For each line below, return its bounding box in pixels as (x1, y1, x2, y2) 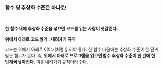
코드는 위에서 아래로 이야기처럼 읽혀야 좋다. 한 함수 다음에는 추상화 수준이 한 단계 (5, 46, 159, 52)
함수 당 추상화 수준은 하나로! (5, 4, 67, 11)
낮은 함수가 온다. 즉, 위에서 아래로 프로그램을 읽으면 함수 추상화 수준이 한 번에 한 (5, 53, 155, 59)
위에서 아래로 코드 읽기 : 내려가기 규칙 (5, 36, 76, 42)
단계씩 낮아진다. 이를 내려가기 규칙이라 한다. (5, 59, 89, 65)
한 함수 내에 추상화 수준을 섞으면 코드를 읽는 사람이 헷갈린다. (5, 26, 118, 32)
